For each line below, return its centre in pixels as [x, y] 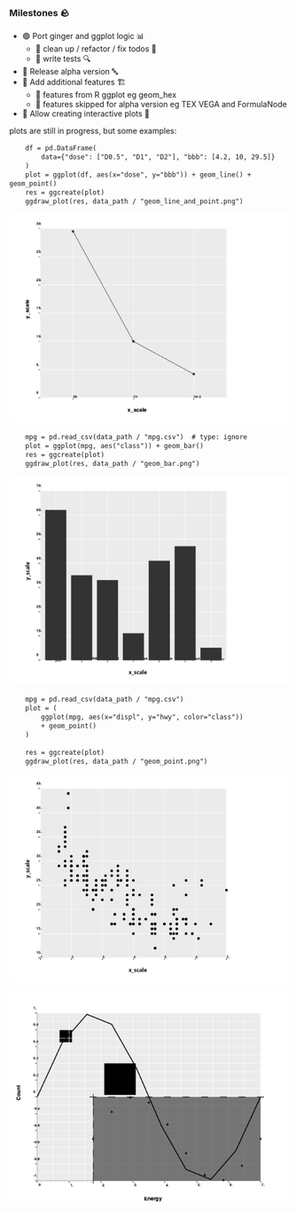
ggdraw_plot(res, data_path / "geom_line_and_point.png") [134, 201]
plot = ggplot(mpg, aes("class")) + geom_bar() [114, 446]
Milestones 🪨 [39, 12]
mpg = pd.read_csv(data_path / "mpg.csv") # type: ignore [136, 437]
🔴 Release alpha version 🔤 [70, 72]
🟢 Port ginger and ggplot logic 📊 [83, 36]
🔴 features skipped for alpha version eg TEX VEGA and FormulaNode [161, 105]
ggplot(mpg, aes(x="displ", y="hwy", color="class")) [142, 717]
